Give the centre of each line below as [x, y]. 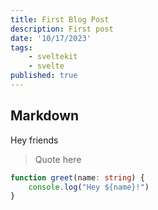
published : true [44, 76]
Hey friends [34, 140]
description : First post [62, 29]
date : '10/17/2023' [51, 38]
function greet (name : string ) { [77, 177]
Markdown [45, 116]
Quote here [58, 159]
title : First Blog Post [60, 19]
